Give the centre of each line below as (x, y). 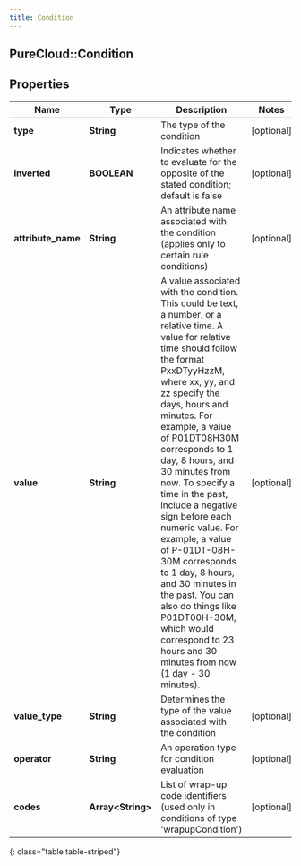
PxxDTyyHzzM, (193, 371)
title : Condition (42, 17)
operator (33, 758)
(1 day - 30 (185, 673)
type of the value (196, 710)
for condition (188, 758)
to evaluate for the (199, 162)
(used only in (188, 807)
